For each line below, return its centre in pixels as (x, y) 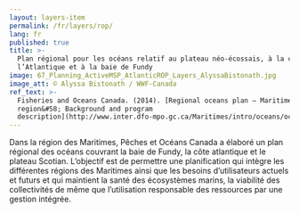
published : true (39, 42)
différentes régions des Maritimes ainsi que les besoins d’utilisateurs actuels (149, 171)
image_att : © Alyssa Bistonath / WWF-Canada (93, 84)
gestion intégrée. (40, 199)
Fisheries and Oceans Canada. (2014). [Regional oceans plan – (137, 100)
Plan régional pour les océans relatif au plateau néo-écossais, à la (151, 59)
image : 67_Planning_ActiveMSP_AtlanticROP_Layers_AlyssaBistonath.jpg (143, 76)
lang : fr (25, 34)
